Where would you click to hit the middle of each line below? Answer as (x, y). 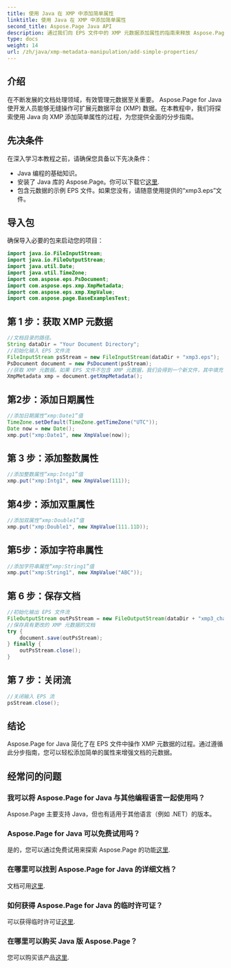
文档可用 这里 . (26, 885)
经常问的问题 (34, 776)
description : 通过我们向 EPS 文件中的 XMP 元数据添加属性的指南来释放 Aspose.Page (118, 33)
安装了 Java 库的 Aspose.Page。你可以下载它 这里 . (88, 182)
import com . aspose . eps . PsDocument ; (58, 279)
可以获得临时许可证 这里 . (41, 922)
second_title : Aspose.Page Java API (59, 26)
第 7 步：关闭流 (39, 680)
